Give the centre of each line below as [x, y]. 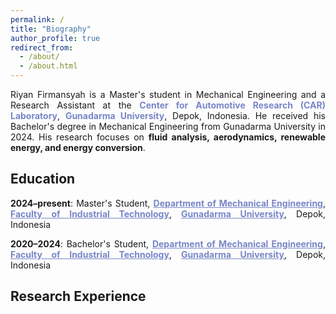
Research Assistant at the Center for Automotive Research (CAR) [168, 105]
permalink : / [37, 19]
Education [43, 179]
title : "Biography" [51, 29]
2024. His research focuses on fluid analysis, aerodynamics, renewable [168, 137]
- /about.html [48, 66]
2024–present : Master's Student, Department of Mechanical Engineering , [168, 203]
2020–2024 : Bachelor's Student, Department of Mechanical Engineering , [168, 243]
